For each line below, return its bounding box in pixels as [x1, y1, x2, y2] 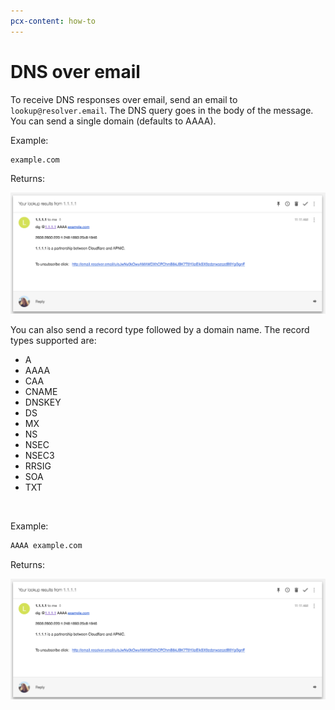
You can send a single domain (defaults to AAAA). [10, 115, 217, 127]
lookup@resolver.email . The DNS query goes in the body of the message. [10, 104, 314, 116]
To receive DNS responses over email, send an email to [10, 93, 238, 105]
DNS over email [10, 60, 141, 83]
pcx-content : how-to [10, 16, 97, 26]
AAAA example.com [10, 540, 83, 550]
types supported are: [10, 334, 97, 346]
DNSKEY [24, 396, 62, 408]
